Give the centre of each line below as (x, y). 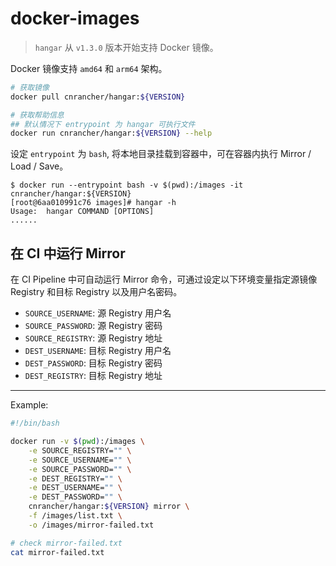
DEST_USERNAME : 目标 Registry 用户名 (98, 351)
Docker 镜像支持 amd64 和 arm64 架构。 (89, 68)
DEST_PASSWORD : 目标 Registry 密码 (93, 363)
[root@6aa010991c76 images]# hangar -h (93, 203)
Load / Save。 (39, 166)
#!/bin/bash (35, 423)
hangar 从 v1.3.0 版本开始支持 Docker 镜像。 (126, 47)
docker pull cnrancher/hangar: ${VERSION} (98, 97)
